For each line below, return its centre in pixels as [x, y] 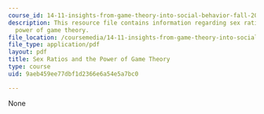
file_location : [33, 37]
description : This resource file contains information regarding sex [125, 23]
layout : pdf [27, 52]
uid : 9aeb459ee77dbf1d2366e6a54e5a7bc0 [73, 74]
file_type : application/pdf [54, 45]
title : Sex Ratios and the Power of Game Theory [89, 60]
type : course [29, 67]
